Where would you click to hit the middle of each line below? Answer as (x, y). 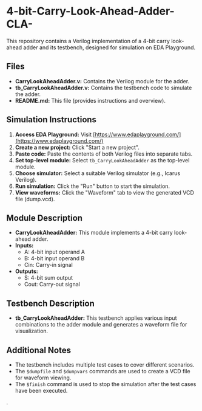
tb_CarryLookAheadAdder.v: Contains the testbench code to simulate (103, 88)
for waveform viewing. (43, 378)
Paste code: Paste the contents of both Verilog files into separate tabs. (104, 154)
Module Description (45, 218)
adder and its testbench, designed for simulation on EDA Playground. (109, 47)
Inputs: (24, 246)
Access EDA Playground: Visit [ (55, 134)
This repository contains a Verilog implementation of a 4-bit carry (88, 41)
